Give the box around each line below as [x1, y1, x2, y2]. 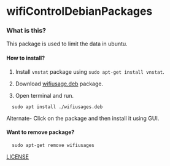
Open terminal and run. [15, 92, 74, 99]
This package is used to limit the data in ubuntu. [6, 40, 128, 47]
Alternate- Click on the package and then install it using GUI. [6, 114, 160, 122]
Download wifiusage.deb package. [15, 80, 103, 87]
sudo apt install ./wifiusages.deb [12, 103, 103, 110]
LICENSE [6, 152, 29, 160]
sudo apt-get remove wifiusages [12, 142, 95, 148]
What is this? [6, 26, 46, 35]
